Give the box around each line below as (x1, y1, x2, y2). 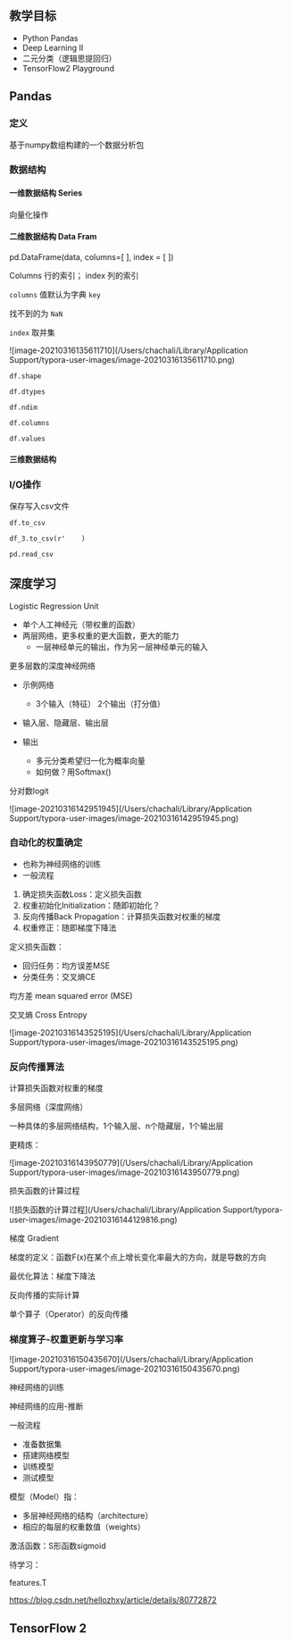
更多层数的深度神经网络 (9, 660, 96, 671)
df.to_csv (9, 518, 46, 527)
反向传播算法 (9, 1060, 65, 1073)
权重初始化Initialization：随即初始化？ (21, 900, 161, 910)
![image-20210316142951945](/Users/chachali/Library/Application (9, 803, 253, 814)
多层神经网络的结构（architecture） (21, 1511, 154, 1521)
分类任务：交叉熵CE (21, 971, 96, 982)
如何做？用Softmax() (35, 767, 112, 777)
